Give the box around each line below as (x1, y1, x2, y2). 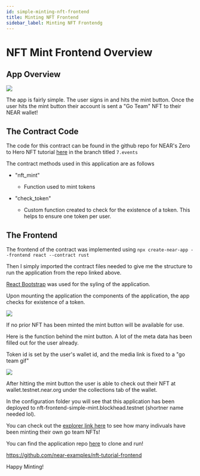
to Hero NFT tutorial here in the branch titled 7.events (6, 149, 139, 156)
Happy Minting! (6, 463, 44, 470)
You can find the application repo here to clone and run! (6, 440, 144, 447)
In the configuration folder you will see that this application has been (6, 398, 175, 405)
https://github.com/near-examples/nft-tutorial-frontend (6, 452, 142, 459)
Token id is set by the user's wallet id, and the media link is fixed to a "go (6, 351, 185, 358)
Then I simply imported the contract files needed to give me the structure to (6, 263, 193, 269)
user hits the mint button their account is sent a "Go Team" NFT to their (6, 103, 181, 110)
